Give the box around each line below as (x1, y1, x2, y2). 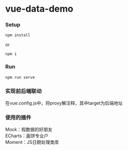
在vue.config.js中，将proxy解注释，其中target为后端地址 (5, 100, 123, 106)
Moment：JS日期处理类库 (5, 139, 59, 145)
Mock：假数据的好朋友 (5, 127, 53, 133)
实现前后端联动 (5, 87, 42, 95)
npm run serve (5, 75, 35, 80)
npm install (5, 33, 30, 38)
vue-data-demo (5, 3, 73, 15)
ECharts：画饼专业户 (5, 133, 49, 139)
